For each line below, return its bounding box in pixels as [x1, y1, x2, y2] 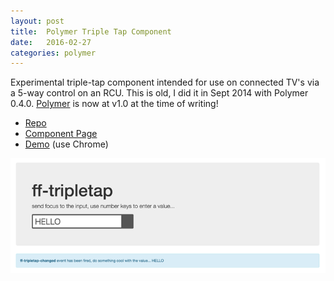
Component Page [24, 128, 98, 140]
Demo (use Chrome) [24, 138, 109, 150]
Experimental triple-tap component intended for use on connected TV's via [10, 76, 320, 89]
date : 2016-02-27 [10, 37, 92, 47]
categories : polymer [10, 48, 97, 58]
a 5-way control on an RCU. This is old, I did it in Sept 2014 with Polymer [10, 87, 309, 99]
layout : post [10, 16, 65, 26]
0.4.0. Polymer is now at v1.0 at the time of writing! [10, 98, 219, 110]
